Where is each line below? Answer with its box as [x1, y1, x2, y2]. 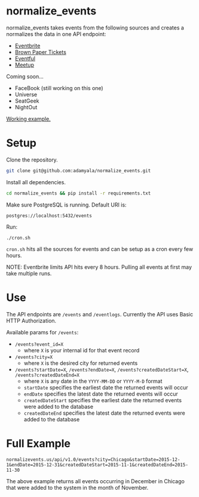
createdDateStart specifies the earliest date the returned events [23, 396, 182, 403]
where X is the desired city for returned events [23, 359, 138, 367]
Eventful [14, 55, 36, 62]
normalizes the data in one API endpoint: [6, 30, 106, 37]
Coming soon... [6, 73, 44, 80]
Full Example [6, 436, 71, 450]
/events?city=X [14, 354, 53, 360]
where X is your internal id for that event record [23, 346, 140, 354]
